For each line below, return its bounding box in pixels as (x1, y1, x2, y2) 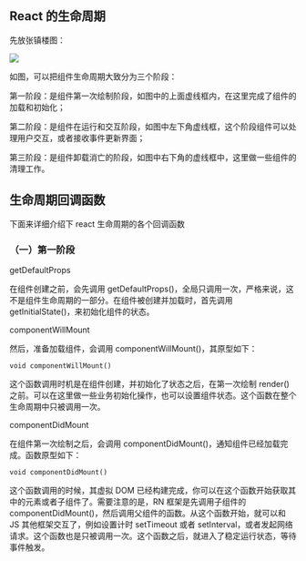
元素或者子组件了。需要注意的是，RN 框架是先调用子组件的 (25, 495, 247, 507)
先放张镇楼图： (9, 35, 66, 46)
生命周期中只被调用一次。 (9, 401, 106, 412)
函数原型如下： (25, 449, 82, 460)
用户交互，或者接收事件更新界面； (16, 132, 146, 143)
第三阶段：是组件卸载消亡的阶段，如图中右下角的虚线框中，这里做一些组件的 (9, 151, 297, 162)
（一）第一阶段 (9, 243, 76, 256)
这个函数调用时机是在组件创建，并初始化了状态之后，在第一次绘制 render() (9, 378, 290, 389)
